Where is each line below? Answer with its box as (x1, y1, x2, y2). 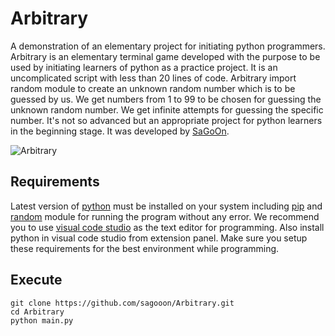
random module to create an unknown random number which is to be (10, 82, 296, 94)
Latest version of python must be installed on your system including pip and (10, 200, 323, 212)
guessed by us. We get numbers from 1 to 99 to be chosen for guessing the (10, 93, 322, 105)
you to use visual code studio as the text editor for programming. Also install (10, 221, 325, 233)
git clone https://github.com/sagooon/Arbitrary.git (10, 298, 235, 308)
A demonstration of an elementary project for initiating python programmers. (10, 40, 326, 52)
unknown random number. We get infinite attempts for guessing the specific (10, 103, 324, 116)
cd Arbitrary (10, 307, 65, 317)
